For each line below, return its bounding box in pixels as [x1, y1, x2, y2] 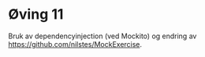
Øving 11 [8, 5, 64, 23]
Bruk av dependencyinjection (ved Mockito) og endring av [8, 31, 197, 41]
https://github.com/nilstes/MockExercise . [8, 39, 143, 48]
